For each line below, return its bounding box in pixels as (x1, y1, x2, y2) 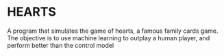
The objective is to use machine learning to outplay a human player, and (7, 33, 210, 42)
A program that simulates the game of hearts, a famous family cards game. (7, 27, 219, 35)
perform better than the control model (7, 41, 114, 49)
